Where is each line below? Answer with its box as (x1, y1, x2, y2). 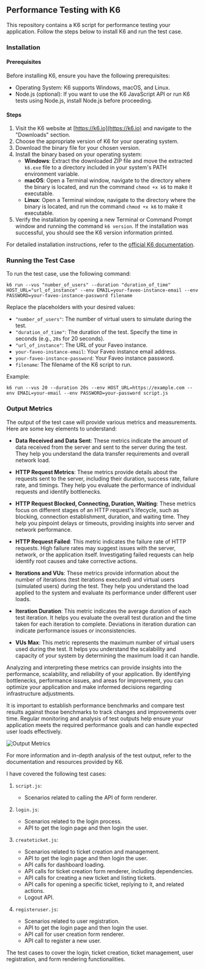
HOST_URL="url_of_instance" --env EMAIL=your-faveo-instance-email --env (6, 287, 199, 294)
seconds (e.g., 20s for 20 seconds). (15, 335, 105, 343)
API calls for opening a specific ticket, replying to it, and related (24, 881, 185, 888)
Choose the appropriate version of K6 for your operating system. (15, 138, 179, 145)
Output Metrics (6, 405, 53, 413)
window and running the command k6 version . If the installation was (15, 222, 188, 230)
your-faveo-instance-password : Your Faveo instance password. (15, 354, 174, 362)
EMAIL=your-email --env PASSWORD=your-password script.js (17, 390, 168, 397)
